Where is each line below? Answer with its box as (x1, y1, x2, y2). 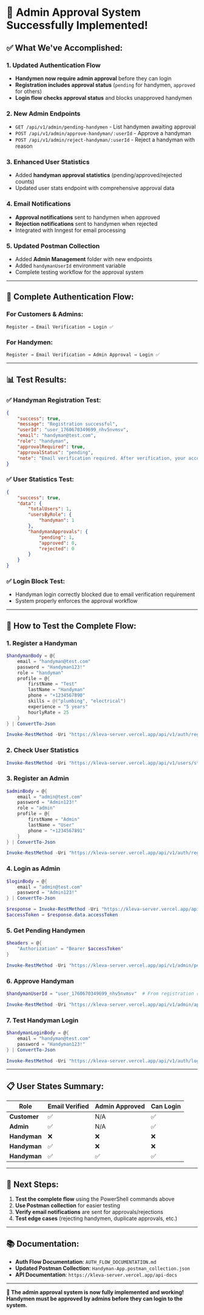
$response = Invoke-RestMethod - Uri (6, 906, 99, 913)
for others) (15, 88, 42, 95)
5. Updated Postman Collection (6, 242, 100, 250)
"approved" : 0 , (38, 540, 78, 546)
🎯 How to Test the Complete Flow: (6, 620, 137, 631)
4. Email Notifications (6, 200, 71, 208)
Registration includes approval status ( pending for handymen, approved (15, 81, 195, 88)
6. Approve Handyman (6, 977, 74, 985)
